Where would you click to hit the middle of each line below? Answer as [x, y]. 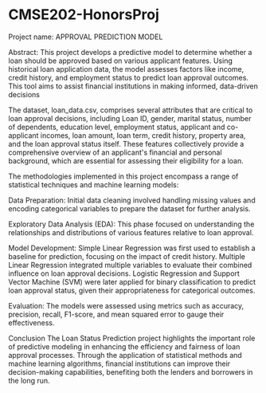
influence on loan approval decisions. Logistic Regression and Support [124, 273]
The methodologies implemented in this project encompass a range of [123, 176]
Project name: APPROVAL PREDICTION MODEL [86, 37]
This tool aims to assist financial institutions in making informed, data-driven [133, 86]
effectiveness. [31, 322]
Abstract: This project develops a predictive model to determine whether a [130, 52]
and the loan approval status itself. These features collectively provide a [126, 143]
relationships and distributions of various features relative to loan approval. [131, 232]
